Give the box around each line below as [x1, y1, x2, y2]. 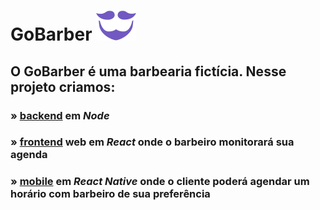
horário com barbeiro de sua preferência [10, 187, 211, 201]
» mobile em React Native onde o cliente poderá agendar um [10, 175, 310, 189]
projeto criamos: [10, 78, 116, 95]
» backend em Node [10, 108, 110, 122]
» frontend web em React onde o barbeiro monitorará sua [10, 135, 295, 149]
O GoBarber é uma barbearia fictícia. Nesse [10, 63, 287, 80]
